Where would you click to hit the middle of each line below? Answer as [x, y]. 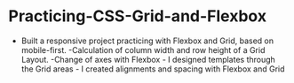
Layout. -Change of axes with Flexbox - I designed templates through [148, 59]
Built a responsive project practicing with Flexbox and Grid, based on [147, 41]
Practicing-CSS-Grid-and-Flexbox [138, 16]
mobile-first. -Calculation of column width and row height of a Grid [143, 49]
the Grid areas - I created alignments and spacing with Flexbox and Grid [153, 69]
